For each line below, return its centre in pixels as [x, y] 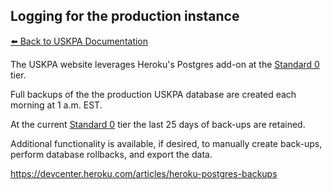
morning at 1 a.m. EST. [56, 105]
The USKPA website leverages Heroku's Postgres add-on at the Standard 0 [165, 64]
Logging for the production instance [125, 16]
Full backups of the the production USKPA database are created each [153, 94]
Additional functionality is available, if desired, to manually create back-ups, [166, 143]
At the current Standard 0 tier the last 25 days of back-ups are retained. [158, 124]
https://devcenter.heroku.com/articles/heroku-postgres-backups [144, 173]
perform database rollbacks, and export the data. [111, 154]
